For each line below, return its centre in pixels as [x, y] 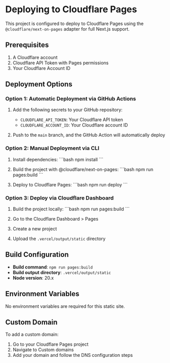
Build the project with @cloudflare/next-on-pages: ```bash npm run [83, 169]
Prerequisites [27, 45]
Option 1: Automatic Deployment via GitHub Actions [71, 99]
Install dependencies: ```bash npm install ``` [58, 159]
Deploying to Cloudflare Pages [71, 9]
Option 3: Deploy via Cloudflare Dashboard [59, 198]
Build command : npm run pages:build [53, 267]
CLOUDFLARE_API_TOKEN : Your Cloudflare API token [72, 120]
